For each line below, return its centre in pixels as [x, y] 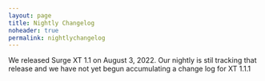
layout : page [30, 15]
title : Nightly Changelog [51, 23]
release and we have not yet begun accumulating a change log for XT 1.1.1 [130, 69]
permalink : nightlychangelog [57, 38]
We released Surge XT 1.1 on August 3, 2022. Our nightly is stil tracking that [132, 60]
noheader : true [34, 30]
